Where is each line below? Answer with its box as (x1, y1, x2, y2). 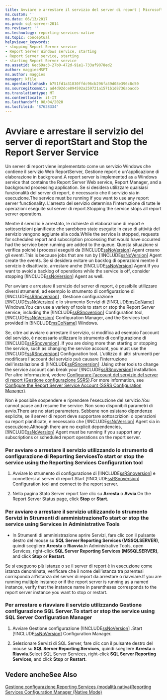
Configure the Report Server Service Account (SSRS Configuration (5, 382, 142, 388)
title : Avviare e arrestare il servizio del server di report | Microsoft (5, 7, 164, 12)
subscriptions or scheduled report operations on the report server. (5, 434, 141, 440)
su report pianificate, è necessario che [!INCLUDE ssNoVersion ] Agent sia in (5, 418, 160, 424)
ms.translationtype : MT (5, 90, 55, 95)
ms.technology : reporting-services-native (5, 30, 94, 35)
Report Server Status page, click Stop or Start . (12, 496, 108, 502)
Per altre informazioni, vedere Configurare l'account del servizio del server (5, 371, 159, 378)
